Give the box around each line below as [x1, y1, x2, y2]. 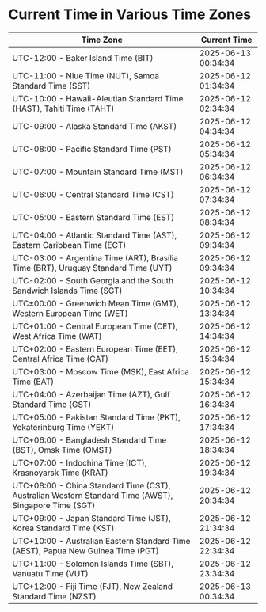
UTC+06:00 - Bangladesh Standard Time [12, 434, 167, 445]
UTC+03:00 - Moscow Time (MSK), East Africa [12, 366, 190, 377]
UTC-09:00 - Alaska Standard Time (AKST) [12, 120, 177, 131]
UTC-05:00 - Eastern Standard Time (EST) [12, 211, 175, 222]
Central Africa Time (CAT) [12, 353, 109, 364]
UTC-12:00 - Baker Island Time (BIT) [12, 52, 154, 63]
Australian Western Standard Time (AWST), [12, 489, 173, 500]
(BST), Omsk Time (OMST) [12, 444, 112, 455]
